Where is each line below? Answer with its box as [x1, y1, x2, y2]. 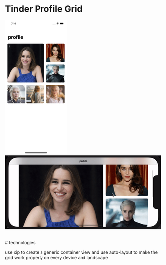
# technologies [5, 239, 36, 245]
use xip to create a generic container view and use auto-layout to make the [5, 249, 158, 255]
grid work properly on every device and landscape [5, 254, 108, 260]
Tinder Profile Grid [5, 3, 83, 15]
